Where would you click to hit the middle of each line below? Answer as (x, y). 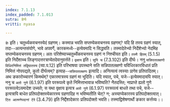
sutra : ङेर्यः (16, 19)
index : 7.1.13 (20, 10)
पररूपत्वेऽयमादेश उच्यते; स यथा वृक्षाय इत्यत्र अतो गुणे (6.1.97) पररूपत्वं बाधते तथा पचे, (74, 88)
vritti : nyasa (20, 24)
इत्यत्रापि (12, 94)
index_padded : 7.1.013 (29, 15)
